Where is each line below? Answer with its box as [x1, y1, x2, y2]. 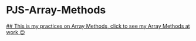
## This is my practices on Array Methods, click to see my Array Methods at [6, 23, 190, 29]
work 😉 [6, 28, 25, 35]
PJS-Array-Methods [6, 3, 106, 17]
